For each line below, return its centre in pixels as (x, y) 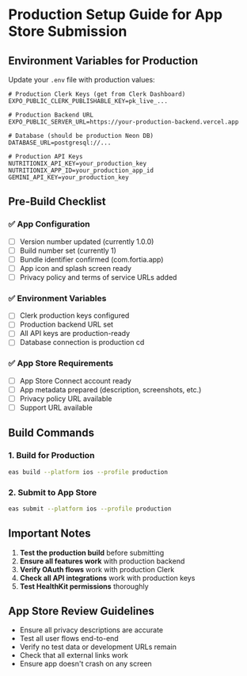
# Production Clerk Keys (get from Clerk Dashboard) (97, 94)
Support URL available (56, 408)
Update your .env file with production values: (82, 80)
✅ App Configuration (49, 224)
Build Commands (51, 433)
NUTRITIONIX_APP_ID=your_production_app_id (81, 170)
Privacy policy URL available (66, 399)
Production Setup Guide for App (116, 15)
